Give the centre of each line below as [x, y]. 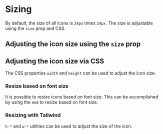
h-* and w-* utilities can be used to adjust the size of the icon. [69, 126]
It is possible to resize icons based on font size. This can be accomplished [82, 97]
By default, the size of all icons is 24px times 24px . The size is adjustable [79, 23]
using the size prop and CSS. [35, 28]
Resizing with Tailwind [33, 115]
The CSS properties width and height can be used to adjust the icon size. [80, 73]
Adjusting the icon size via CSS [54, 61]
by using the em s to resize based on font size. [52, 102]
